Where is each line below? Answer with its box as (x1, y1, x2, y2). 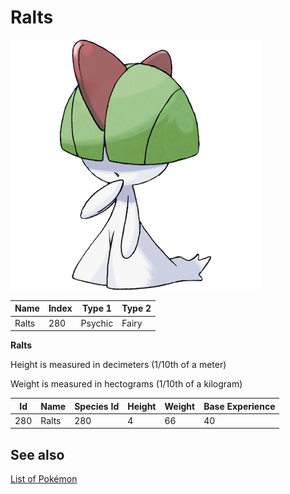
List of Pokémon (10, 473, 78, 485)
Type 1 (81, 302, 112, 315)
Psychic (80, 317, 114, 329)
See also (10, 446, 65, 463)
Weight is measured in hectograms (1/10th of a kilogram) (10, 378, 243, 390)
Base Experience (203, 400, 276, 412)
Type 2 (121, 302, 152, 315)
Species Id (74, 400, 120, 412)
